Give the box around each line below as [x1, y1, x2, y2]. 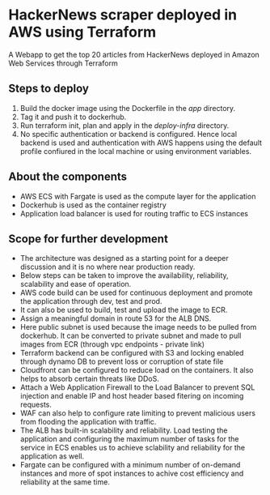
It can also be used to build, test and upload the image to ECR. [19, 305, 228, 315]
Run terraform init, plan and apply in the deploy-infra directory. [19, 120, 230, 130]
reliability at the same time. [19, 477, 111, 487]
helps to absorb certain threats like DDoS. [19, 374, 159, 384]
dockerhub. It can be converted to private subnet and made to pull [19, 331, 242, 341]
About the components [8, 170, 128, 184]
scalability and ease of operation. [19, 280, 132, 289]
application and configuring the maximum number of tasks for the [19, 434, 239, 444]
